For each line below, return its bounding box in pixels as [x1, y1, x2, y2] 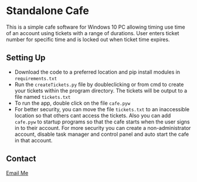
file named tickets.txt [14, 93, 71, 100]
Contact [6, 154, 36, 164]
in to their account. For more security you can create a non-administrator [14, 124, 191, 131]
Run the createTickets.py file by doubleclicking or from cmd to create [14, 81, 184, 88]
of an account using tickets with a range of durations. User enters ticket [6, 29, 179, 36]
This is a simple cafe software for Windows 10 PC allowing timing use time [6, 23, 186, 30]
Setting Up [6, 53, 46, 63]
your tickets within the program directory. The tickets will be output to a [14, 87, 188, 94]
